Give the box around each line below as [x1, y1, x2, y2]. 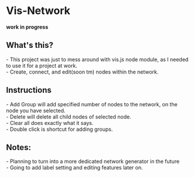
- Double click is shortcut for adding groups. [6, 126, 113, 133]
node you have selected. [6, 107, 66, 114]
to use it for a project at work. [6, 62, 77, 69]
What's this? [6, 40, 54, 50]
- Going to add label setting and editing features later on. [6, 164, 143, 171]
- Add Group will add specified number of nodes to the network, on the [6, 100, 178, 107]
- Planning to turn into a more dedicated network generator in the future [6, 158, 180, 165]
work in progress [6, 23, 49, 30]
